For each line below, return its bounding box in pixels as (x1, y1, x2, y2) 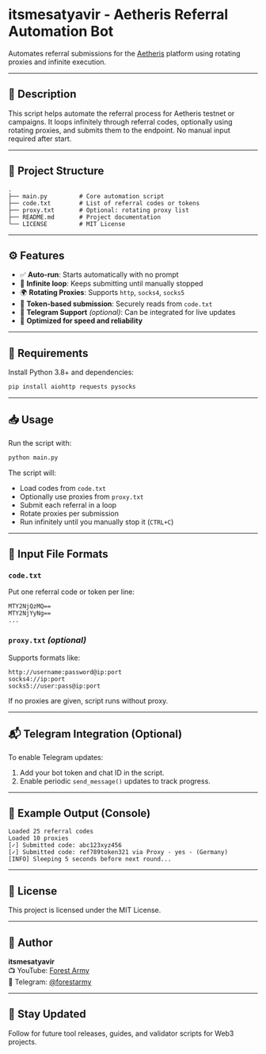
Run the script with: (8, 438, 72, 447)
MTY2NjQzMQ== (8, 603, 51, 611)
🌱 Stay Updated (8, 1007, 87, 1021)
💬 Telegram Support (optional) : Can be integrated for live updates (19, 308, 236, 317)
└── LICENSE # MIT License (8, 220, 126, 228)
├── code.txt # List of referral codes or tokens (8, 199, 200, 207)
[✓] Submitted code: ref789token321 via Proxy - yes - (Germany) (8, 849, 228, 857)
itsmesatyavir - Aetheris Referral (8, 6, 229, 24)
